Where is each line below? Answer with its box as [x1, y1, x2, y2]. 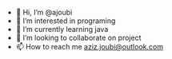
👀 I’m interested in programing [15, 16, 116, 26]
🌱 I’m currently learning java [15, 25, 109, 33]
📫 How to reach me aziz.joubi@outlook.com [15, 42, 164, 51]
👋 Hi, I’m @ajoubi [15, 8, 73, 17]
